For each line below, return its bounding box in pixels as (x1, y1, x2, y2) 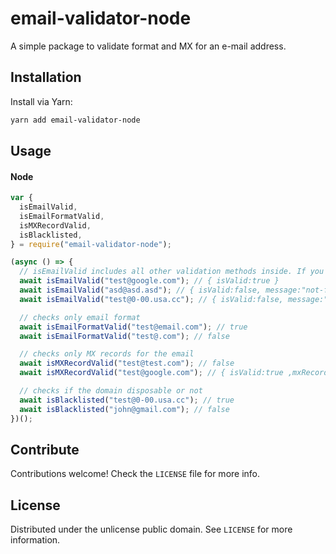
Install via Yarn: (10, 95, 73, 107)
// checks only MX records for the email (19, 349, 195, 359)
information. (10, 534, 61, 546)
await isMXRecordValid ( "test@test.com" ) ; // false (19, 358, 235, 369)
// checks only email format (19, 312, 141, 322)
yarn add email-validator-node (10, 115, 141, 125)
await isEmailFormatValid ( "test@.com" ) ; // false (19, 331, 230, 341)
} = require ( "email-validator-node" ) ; (10, 239, 172, 249)
